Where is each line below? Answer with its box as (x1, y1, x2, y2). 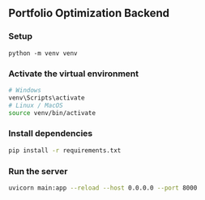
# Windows (8, 86, 42, 94)
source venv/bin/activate (8, 109, 96, 117)
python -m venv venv (8, 49, 79, 57)
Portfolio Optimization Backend (8, 6, 170, 20)
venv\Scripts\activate (8, 93, 85, 102)
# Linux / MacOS (8, 101, 63, 109)
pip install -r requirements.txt (8, 146, 122, 155)
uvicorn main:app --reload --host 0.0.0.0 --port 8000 (8, 184, 198, 192)
